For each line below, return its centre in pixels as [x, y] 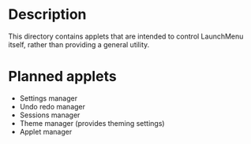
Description [47, 15]
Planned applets [62, 77]
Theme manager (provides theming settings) [92, 123]
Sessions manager [50, 115]
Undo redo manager [52, 106]
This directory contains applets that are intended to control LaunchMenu [126, 36]
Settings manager [48, 98]
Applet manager [46, 131]
